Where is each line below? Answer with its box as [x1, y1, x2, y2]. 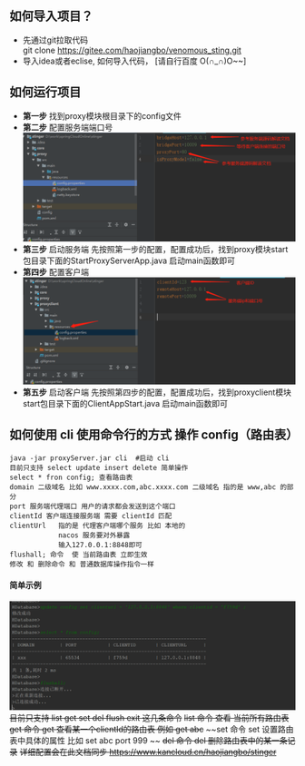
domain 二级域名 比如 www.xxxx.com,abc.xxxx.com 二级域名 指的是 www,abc [9, 482, 277, 492]
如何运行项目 [9, 84, 82, 100]
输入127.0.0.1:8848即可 [57, 540, 143, 549]
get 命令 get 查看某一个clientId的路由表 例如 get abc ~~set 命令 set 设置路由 [9, 723, 294, 734]
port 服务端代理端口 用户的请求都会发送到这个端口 [9, 502, 176, 511]
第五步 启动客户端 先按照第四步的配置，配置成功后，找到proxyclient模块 [22, 387, 292, 398]
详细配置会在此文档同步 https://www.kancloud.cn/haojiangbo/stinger [19, 746, 277, 757]
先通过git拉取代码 [22, 34, 89, 45]
